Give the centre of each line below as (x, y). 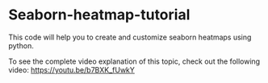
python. (21, 45)
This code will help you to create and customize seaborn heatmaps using (130, 37)
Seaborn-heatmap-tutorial (99, 15)
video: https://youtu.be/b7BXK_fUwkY (72, 69)
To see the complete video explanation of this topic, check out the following (134, 61)
